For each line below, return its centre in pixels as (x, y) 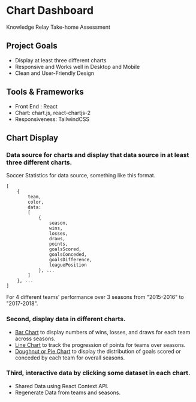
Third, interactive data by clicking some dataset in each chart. (98, 373)
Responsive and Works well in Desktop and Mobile (77, 67)
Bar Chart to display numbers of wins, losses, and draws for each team (102, 332)
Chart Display (32, 137)
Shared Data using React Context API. (62, 386)
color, (36, 202)
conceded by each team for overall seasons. (70, 358)
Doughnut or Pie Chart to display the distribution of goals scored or (98, 351)
